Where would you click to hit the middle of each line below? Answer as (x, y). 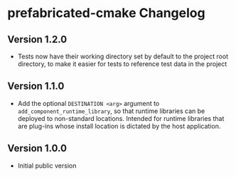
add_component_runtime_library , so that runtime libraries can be (111, 111)
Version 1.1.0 (36, 86)
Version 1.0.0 (37, 148)
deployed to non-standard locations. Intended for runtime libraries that (121, 118)
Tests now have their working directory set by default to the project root (123, 56)
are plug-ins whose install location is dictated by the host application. (119, 126)
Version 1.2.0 (37, 39)
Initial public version (47, 166)
